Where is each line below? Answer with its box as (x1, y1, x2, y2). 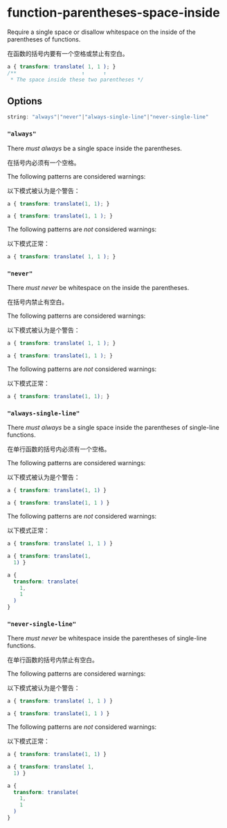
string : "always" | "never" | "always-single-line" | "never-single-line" (7, 114, 209, 120)
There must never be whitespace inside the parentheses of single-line (7, 634, 207, 642)
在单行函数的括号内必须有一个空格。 (7, 445, 111, 453)
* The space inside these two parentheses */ (10, 76, 144, 83)
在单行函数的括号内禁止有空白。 (7, 656, 98, 664)
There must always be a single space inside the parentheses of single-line (7, 424, 219, 432)
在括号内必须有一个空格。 (7, 158, 80, 167)
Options (7, 95, 43, 107)
